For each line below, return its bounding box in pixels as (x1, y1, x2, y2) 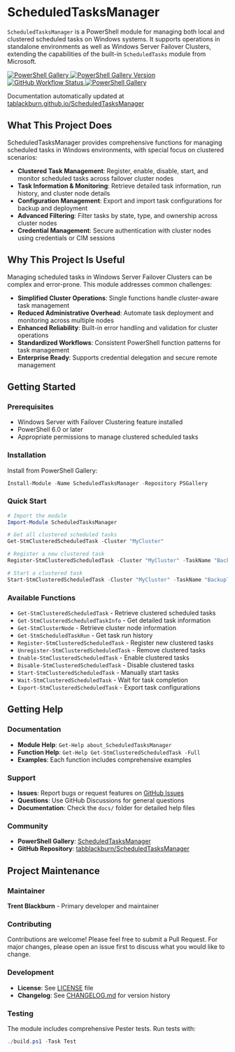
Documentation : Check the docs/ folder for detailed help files (17, 804, 196, 812)
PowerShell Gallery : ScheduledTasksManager (17, 837, 152, 845)
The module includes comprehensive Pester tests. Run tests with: (7, 1024, 196, 1032)
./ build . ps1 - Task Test (7, 1038, 77, 1045)
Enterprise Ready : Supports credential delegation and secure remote (17, 353, 218, 362)
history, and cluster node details (17, 189, 111, 197)
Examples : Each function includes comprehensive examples (17, 755, 192, 764)
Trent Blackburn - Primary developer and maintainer (7, 901, 159, 910)
